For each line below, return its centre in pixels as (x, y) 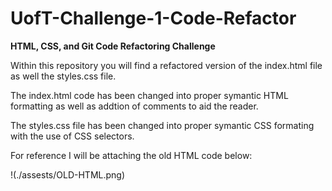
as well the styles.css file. (63, 76)
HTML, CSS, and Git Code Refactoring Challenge (113, 46)
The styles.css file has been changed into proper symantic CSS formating (162, 125)
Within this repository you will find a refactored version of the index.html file (166, 65)
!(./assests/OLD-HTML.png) (68, 174)
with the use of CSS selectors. (72, 136)
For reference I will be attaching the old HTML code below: (131, 155)
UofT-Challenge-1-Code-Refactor (153, 18)
